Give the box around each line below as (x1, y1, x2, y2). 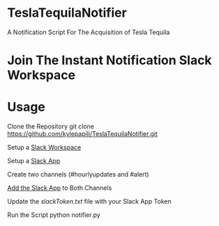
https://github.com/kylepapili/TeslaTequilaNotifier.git (7, 130, 158, 138)
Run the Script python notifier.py (7, 211, 101, 219)
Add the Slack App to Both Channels (7, 183, 112, 193)
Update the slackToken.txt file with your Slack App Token (7, 197, 172, 206)
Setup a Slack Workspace (7, 143, 82, 151)
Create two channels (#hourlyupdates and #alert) (7, 170, 149, 179)
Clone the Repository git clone (7, 122, 94, 130)
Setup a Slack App (7, 157, 61, 165)
